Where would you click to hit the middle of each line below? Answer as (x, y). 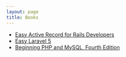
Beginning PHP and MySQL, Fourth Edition (67, 47)
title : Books (22, 17)
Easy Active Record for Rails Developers (64, 34)
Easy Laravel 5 (33, 41)
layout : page (22, 12)
